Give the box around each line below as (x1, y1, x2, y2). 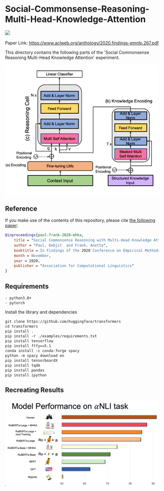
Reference (5, 204, 38, 213)
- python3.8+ (5, 295, 32, 300)
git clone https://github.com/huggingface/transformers (5, 319, 121, 324)
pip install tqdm (5, 363, 41, 368)
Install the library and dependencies (5, 309, 77, 315)
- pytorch (5, 300, 25, 305)
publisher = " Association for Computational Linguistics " (14, 263, 134, 269)
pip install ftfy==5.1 (5, 343, 51, 348)
